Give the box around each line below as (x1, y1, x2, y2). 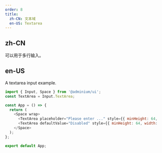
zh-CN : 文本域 (9, 16, 36, 21)
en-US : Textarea (9, 21, 42, 26)
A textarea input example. (5, 80, 57, 86)
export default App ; (5, 143, 47, 148)
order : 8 (5, 7, 23, 12)
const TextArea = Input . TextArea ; (5, 94, 75, 99)
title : (5, 12, 18, 17)
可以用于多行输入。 (5, 52, 44, 59)
